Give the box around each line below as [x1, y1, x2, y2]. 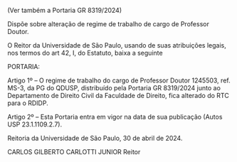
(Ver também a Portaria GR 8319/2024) [7, 6, 122, 14]
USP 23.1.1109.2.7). [7, 120, 63, 129]
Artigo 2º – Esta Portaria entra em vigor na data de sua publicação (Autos [7, 113, 223, 121]
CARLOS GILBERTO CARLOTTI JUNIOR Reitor [7, 148, 141, 156]
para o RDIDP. [7, 99, 48, 107]
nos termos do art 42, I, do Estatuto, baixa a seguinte [7, 49, 163, 57]
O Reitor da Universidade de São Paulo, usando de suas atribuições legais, [7, 41, 226, 49]
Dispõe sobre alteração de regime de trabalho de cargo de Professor [7, 20, 210, 28]
